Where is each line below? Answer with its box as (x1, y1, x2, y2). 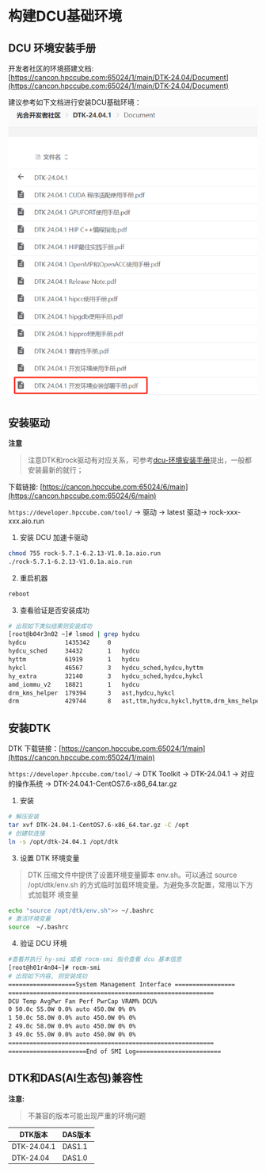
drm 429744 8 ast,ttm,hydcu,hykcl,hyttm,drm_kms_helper (8, 697, 264, 706)
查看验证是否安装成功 (19, 605, 89, 615)
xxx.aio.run (8, 516, 45, 526)
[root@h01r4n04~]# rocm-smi (8, 964, 101, 972)
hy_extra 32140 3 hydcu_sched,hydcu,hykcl (8, 672, 203, 680)
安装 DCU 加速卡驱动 (19, 532, 89, 542)
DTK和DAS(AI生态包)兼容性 (8, 1071, 143, 1085)
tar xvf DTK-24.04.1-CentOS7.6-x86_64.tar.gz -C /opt (8, 821, 190, 829)
